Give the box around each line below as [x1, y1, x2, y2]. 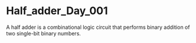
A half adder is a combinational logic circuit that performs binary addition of [6, 24, 190, 31]
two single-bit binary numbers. [6, 29, 81, 37]
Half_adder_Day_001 [6, 4, 108, 18]
